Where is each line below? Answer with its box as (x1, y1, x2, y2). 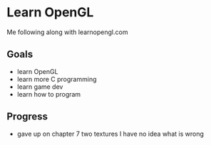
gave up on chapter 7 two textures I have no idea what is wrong (16, 129, 204, 138)
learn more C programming (16, 75, 97, 83)
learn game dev (16, 82, 63, 91)
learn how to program (16, 90, 81, 98)
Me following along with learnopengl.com (6, 28, 128, 36)
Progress (6, 111, 48, 123)
